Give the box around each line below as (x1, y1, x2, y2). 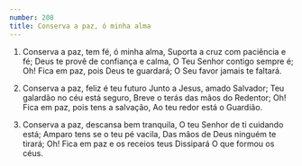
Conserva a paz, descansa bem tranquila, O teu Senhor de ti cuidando (22, 118, 284, 130)
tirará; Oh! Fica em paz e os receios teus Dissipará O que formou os (22, 138, 275, 149)
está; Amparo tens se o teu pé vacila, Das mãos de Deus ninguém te (22, 128, 277, 139)
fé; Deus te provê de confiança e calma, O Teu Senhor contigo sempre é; (22, 56, 295, 66)
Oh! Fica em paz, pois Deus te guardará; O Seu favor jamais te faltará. (22, 65, 282, 76)
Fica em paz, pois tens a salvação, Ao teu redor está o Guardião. (22, 101, 263, 112)
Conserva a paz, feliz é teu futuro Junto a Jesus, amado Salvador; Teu (22, 83, 285, 93)
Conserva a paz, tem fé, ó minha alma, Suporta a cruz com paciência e (22, 46, 287, 57)
